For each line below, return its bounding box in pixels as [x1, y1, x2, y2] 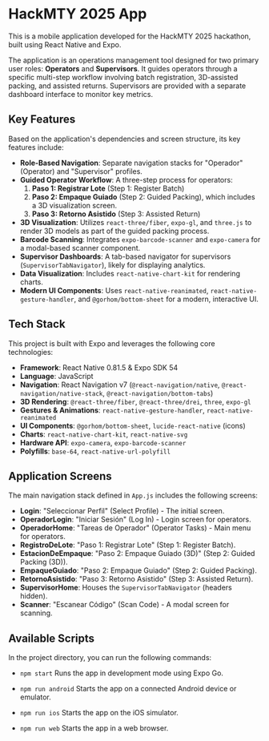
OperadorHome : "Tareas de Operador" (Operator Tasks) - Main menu [19, 523, 251, 533]
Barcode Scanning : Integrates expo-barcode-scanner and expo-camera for [19, 234, 261, 244]
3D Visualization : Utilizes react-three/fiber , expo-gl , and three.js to [19, 217, 252, 227]
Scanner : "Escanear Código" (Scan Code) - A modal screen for [19, 600, 230, 610]
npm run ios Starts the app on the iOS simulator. [19, 708, 179, 718]
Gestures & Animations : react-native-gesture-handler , [19, 405, 206, 415]
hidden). [19, 591, 48, 601]
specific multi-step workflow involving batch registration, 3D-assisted [8, 72, 239, 82]
